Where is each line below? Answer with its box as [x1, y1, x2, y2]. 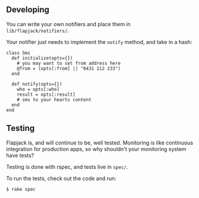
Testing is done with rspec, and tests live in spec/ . [6, 163, 128, 170]
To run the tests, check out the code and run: [6, 175, 117, 182]
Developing [6, 5, 49, 15]
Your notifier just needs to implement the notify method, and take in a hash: [6, 38, 192, 45]
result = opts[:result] [17, 92, 76, 98]
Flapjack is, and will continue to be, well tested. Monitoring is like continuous [6, 139, 194, 146]
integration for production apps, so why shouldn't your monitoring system [6, 145, 187, 152]
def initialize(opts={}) [11, 55, 73, 61]
